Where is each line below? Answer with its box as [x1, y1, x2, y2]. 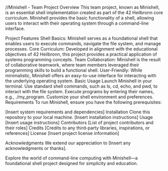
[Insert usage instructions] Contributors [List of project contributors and [5, 120, 154, 125]
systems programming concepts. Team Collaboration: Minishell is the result [5, 57, 161, 62]
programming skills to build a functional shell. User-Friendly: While [5, 67, 142, 73]
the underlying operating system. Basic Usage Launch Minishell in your [5, 78, 152, 84]
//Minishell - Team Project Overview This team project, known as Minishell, [5, 5, 160, 10]
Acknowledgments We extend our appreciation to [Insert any [5, 140, 131, 146]
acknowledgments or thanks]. [5, 145, 67, 151]
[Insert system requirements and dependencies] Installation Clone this [5, 109, 150, 115]
